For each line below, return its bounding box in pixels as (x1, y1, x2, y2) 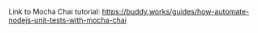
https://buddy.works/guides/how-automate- (101, 7, 250, 16)
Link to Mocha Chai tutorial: (8, 7, 101, 16)
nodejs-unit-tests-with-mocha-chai (8, 15, 127, 25)
